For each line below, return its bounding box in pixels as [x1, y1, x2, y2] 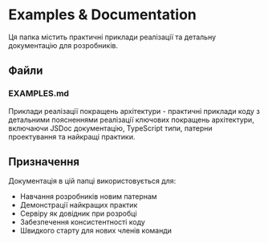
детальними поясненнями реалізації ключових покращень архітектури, [8, 115, 254, 124]
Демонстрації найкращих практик [19, 200, 138, 210]
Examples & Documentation [8, 6, 197, 24]
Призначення [8, 155, 80, 169]
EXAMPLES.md [8, 88, 70, 99]
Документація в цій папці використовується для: [8, 176, 177, 186]
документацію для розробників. [8, 40, 119, 50]
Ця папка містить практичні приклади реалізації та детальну [8, 32, 217, 42]
